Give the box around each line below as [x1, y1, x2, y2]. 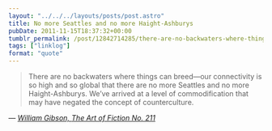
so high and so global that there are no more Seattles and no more [28, 80, 249, 90]
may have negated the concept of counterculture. [28, 98, 194, 107]
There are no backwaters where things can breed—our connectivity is [28, 72, 262, 81]
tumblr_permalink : [8, 34, 70, 43]
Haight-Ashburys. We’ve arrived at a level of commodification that [28, 89, 249, 98]
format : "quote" [8, 49, 63, 57]
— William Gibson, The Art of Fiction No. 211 [8, 113, 156, 122]
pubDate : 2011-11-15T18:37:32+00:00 [8, 27, 132, 35]
